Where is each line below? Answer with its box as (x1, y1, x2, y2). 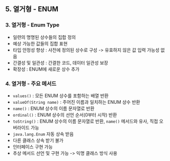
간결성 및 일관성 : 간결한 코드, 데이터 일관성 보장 (12, 59, 109, 65)
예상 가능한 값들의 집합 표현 (12, 40, 68, 47)
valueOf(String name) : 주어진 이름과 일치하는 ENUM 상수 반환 (12, 99, 140, 105)
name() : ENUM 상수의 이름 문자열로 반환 (12, 105, 95, 111)
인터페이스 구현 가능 (12, 144, 53, 150)
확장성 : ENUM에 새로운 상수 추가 (12, 66, 80, 72)
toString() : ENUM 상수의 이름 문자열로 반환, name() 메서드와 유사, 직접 (12, 118, 158, 124)
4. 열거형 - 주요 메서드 (5, 80, 57, 87)
